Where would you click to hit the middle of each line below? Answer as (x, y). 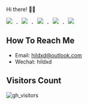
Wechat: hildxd (33, 62)
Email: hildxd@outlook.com (48, 55)
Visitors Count (34, 81)
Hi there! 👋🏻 (21, 9)
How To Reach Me (40, 41)
